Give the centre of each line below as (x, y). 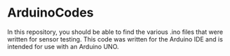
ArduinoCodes (50, 13)
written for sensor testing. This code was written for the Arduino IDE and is (115, 39)
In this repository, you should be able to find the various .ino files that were (115, 32)
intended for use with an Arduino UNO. (63, 46)
